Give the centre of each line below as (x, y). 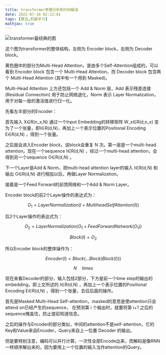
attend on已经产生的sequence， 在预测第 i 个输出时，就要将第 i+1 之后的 (79, 307)
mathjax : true (20, 24)
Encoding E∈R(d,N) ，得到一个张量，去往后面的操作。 (60, 291)
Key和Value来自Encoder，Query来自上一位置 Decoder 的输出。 (70, 330)
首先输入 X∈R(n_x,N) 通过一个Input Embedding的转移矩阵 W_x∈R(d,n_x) (79, 122)
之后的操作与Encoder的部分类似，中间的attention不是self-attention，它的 (80, 324)
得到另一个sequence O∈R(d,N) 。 (40, 157)
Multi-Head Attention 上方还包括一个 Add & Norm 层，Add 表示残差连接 (78, 89)
